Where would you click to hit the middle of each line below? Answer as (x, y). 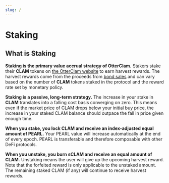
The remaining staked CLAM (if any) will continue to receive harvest (76, 170)
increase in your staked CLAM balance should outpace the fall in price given (84, 113)
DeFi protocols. (21, 144)
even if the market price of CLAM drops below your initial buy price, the (79, 108)
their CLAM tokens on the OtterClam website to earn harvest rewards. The (82, 71)
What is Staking (31, 54)
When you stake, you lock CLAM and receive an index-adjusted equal (79, 128)
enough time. (19, 118)
